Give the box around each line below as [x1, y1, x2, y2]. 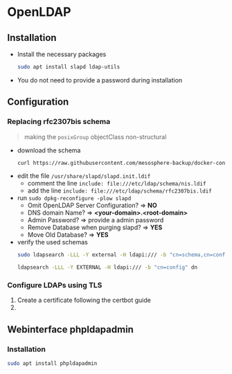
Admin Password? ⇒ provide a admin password [27, 216, 164, 224]
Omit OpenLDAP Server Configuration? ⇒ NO [27, 202, 157, 210]
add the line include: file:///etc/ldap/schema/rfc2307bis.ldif [27, 186, 213, 195]
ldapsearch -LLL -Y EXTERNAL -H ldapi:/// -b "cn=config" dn [17, 264, 198, 271]
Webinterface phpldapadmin [7, 323, 134, 335]
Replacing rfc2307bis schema [7, 117, 111, 127]
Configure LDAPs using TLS [7, 280, 102, 290]
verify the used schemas [17, 238, 88, 247]
